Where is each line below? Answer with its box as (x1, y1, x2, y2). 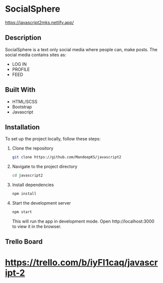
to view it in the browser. (12, 223, 62, 229)
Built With (5, 86, 36, 94)
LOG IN (12, 61, 27, 67)
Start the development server (12, 200, 72, 206)
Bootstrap (12, 104, 32, 110)
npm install (12, 191, 36, 196)
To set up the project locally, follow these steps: (5, 136, 101, 142)
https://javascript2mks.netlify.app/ (5, 19, 74, 25)
